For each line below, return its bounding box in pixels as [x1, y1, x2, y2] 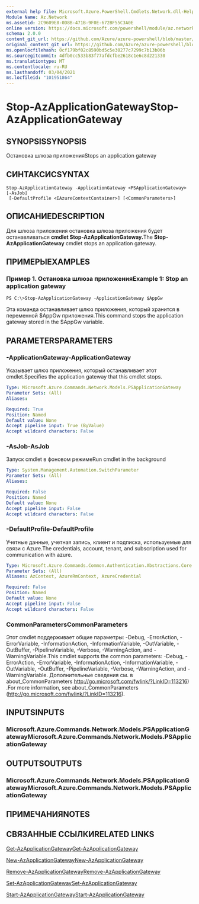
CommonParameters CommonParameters [6, 620, 129, 629]
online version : [6, 25, 46, 31]
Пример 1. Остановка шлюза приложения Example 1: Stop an [6, 275, 188, 283]
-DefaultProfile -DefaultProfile [6, 525, 94, 533]
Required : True [6, 406, 44, 412]
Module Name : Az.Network [6, 14, 68, 20]
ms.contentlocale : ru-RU [6, 63, 68, 70]
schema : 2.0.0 [6, 31, 41, 37]
